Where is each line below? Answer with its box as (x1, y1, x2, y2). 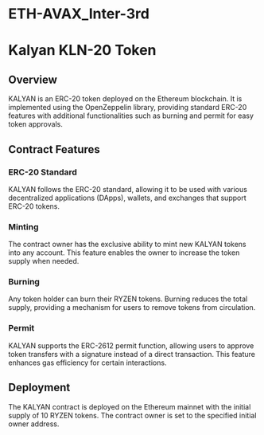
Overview (8, 72, 58, 86)
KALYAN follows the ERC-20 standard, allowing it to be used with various (8, 184, 248, 194)
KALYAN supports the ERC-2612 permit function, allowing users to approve (8, 340, 254, 351)
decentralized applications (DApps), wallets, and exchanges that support (8, 193, 247, 202)
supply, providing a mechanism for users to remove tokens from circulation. (8, 303, 256, 312)
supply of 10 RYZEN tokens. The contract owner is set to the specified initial (8, 410, 257, 420)
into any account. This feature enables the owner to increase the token (8, 248, 240, 257)
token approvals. (8, 120, 64, 129)
